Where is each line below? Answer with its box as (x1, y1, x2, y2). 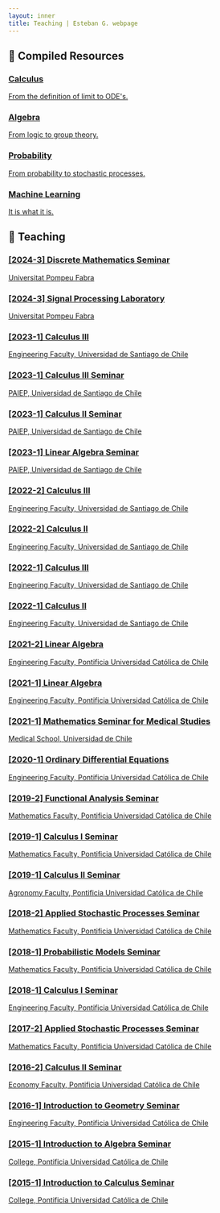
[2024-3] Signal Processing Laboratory (8, 293, 165, 304)
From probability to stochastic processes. (8, 168, 146, 178)
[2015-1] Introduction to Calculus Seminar (8, 1177, 175, 1188)
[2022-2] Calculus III (8, 485, 91, 496)
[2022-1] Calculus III (8, 562, 90, 573)
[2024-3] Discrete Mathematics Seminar (8, 255, 170, 266)
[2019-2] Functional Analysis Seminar (8, 792, 159, 804)
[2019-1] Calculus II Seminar (8, 870, 120, 881)
